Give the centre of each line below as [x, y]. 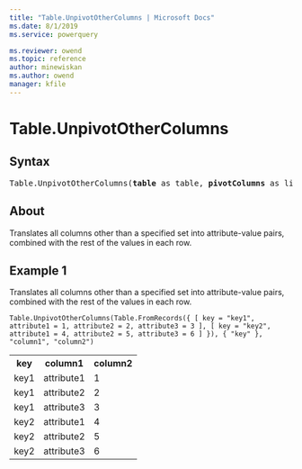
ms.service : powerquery [54, 34]
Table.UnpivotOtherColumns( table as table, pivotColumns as [145, 183]
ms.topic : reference [48, 59]
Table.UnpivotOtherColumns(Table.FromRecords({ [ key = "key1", [132, 319]
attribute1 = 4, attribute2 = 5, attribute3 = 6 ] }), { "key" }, [136, 334]
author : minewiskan [46, 68]
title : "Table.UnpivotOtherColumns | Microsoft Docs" [112, 18]
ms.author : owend [42, 76]
